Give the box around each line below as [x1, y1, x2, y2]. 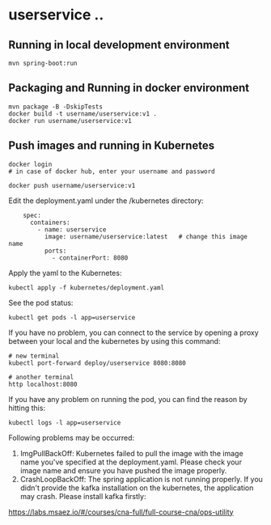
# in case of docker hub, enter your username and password [8, 167, 216, 176]
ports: [44, 247, 67, 255]
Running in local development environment [8, 38, 230, 52]
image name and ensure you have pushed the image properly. [19, 465, 227, 475]
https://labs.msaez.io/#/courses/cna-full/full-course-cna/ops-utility [8, 507, 234, 517]
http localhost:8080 [8, 380, 78, 388]
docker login [8, 160, 53, 168]
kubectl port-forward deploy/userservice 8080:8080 [8, 358, 186, 367]
